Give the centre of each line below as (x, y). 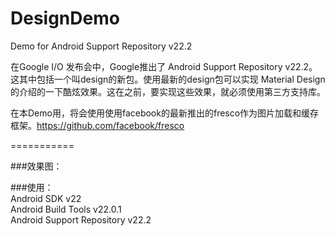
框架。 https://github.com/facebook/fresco (97, 125)
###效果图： (36, 166)
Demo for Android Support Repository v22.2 (101, 46)
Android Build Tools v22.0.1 (66, 209)
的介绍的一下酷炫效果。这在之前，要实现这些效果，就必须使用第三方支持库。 (168, 91)
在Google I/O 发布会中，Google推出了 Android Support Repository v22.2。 (164, 66)
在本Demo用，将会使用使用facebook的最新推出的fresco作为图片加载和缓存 (165, 113)
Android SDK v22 (46, 198)
